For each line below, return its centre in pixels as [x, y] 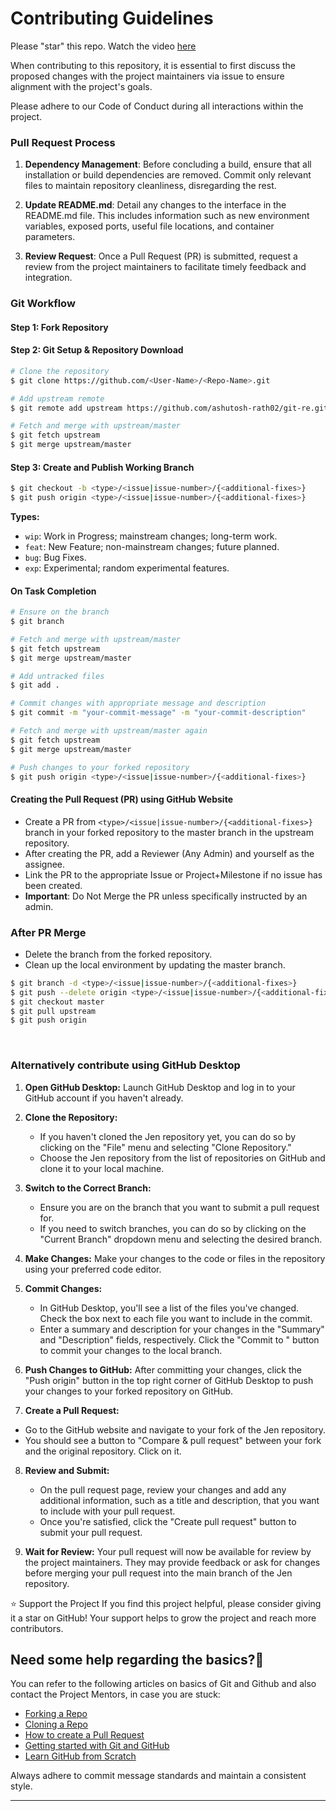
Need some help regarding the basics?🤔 [137, 1660]
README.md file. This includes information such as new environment [167, 216]
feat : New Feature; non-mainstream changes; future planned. [152, 547]
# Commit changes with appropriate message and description [138, 703]
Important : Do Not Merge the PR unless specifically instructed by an [166, 896]
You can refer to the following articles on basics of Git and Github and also [163, 1684]
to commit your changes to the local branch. [131, 1350]
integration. [48, 278]
